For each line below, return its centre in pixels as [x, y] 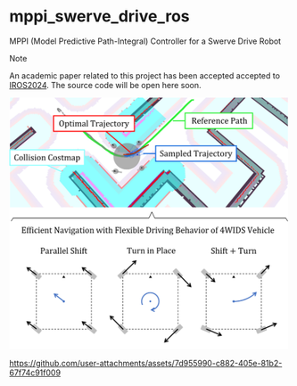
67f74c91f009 [35, 373]
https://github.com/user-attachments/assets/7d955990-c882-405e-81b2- [146, 363]
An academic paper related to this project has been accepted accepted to [145, 75]
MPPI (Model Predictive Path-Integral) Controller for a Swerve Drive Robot [145, 41]
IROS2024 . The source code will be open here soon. [106, 85]
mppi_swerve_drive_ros [99, 16]
